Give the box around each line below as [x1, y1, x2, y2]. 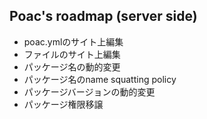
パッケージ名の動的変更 [23, 60, 121, 73]
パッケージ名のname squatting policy [23, 73, 177, 85]
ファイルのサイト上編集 [23, 48, 121, 60]
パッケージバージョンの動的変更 [23, 85, 156, 98]
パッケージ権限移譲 [23, 98, 104, 110]
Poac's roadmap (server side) [9, 8, 198, 25]
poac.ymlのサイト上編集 [23, 35, 124, 48]
